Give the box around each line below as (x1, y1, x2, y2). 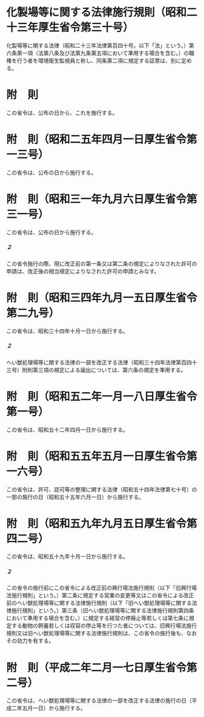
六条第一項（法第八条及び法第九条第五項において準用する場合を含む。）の (6, 49, 189, 56)
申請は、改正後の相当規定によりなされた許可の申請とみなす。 (6, 267, 160, 275)
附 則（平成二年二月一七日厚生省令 (6, 661, 187, 675)
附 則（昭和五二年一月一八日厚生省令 (6, 390, 198, 403)
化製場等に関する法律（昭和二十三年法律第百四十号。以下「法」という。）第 (6, 42, 195, 49)
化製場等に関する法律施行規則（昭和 (6, 5, 187, 19)
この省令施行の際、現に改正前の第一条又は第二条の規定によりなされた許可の (6, 260, 197, 267)
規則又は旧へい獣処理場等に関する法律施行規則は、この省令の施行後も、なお (6, 630, 197, 637)
